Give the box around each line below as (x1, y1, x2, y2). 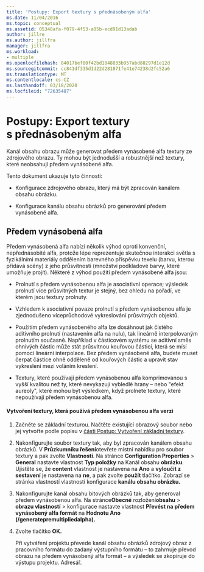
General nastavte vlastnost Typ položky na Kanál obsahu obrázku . (15, 458, 184, 466)
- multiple (6, 54, 34, 60)
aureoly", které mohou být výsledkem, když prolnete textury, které (15, 387, 181, 394)
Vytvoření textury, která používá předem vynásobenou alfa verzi (6, 408, 174, 415)
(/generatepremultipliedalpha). (15, 515, 96, 523)
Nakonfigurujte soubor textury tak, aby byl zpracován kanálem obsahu (15, 439, 192, 447)
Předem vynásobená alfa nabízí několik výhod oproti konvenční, (6, 242, 167, 250)
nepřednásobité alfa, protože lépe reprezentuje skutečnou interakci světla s (6, 249, 196, 256)
